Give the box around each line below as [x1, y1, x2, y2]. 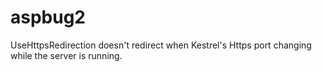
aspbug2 [10, 6, 86, 29]
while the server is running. [10, 49, 123, 61]
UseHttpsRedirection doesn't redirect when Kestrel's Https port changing [10, 39, 312, 51]
